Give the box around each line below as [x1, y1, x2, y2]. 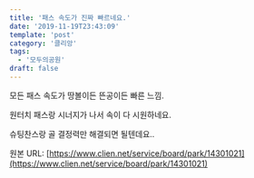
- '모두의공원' [17, 55, 65, 64]
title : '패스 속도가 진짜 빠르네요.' [9, 13, 132, 23]
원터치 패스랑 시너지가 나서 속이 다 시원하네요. [9, 109, 172, 120]
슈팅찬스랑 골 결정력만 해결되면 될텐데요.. [9, 128, 155, 139]
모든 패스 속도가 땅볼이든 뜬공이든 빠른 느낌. [9, 90, 165, 101]
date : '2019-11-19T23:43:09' [9, 22, 120, 31]
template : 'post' [9, 30, 75, 39]
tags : [9, 47, 30, 56]
